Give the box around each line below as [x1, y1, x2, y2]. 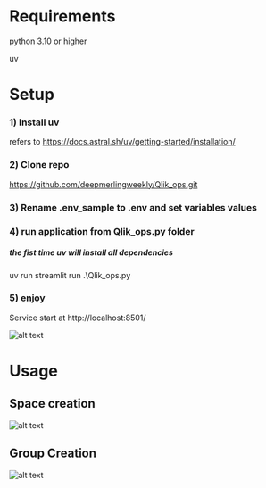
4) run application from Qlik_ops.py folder [9, 225, 195, 237]
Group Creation [9, 446, 96, 461]
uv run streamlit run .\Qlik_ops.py [9, 269, 131, 280]
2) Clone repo [9, 159, 70, 171]
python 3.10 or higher [9, 36, 87, 46]
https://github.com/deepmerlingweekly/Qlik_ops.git [9, 178, 198, 189]
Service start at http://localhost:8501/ [9, 312, 146, 323]
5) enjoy [9, 292, 46, 304]
